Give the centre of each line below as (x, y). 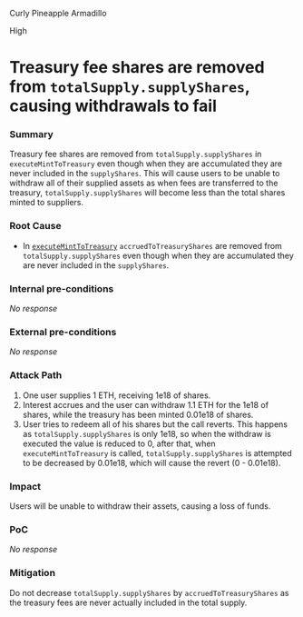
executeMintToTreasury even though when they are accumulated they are (146, 164)
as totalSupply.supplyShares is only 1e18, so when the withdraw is (147, 433)
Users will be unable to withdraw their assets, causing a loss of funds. (140, 506)
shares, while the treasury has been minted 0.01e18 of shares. (138, 414)
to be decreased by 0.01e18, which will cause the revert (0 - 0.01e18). (151, 463)
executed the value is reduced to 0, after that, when (119, 443)
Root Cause (35, 226)
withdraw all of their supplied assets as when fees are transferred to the (144, 183)
